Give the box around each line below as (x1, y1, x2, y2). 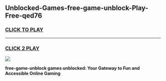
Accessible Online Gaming (5, 70, 61, 76)
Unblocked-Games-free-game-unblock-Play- (5, 4, 149, 12)
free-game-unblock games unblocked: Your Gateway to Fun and (5, 65, 140, 71)
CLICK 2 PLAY (5, 45, 40, 52)
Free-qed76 (5, 12, 42, 20)
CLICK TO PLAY (5, 27, 43, 33)
